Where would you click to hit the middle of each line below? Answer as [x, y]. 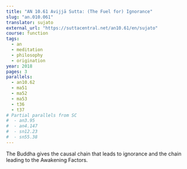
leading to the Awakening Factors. [47, 160]
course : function [27, 33]
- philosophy [27, 55]
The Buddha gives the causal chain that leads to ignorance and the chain [94, 154]
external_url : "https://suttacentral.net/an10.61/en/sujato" [82, 28]
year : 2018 [19, 66]
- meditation [27, 50]
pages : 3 [17, 72]
